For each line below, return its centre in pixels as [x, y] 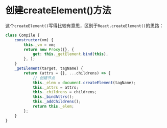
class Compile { [22, 35]
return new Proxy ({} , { [49, 49]
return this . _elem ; [53, 107]
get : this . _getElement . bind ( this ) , [70, 54]
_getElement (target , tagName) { [49, 69]
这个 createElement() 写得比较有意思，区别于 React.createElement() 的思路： [85, 25]
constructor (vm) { [34, 40]
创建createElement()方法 [58, 10]
